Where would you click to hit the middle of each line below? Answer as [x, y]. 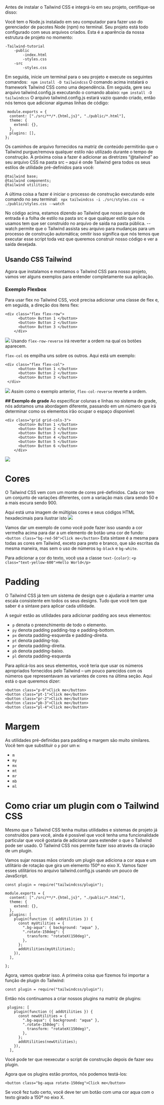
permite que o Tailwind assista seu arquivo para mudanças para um [87, 229]
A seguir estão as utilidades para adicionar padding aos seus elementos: [78, 615]
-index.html [35, 55]
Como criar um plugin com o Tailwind [82, 806]
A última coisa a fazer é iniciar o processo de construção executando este [80, 194]
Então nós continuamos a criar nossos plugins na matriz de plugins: [73, 998]
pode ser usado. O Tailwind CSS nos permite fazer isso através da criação [80, 845]
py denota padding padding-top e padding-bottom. [63, 630]
